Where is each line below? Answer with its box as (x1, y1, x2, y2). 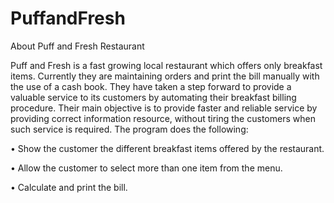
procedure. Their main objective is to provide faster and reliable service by (10, 102, 318, 114)
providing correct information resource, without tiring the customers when (10, 112, 316, 124)
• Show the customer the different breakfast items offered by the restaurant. (10, 142, 325, 154)
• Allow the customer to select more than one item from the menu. (10, 162, 283, 174)
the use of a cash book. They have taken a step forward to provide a (10, 80, 292, 92)
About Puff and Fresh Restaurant (10, 40, 145, 52)
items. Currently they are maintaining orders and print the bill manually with (10, 70, 320, 82)
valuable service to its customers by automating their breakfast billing (10, 91, 297, 103)
